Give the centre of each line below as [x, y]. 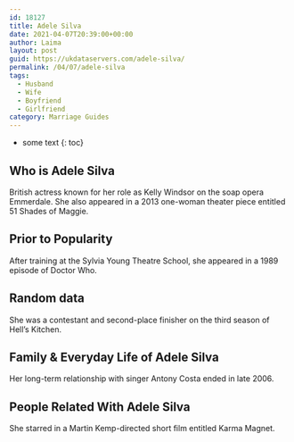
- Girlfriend [41, 109]
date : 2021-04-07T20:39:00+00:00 [71, 34]
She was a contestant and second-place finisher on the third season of [139, 320]
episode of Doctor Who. [53, 270]
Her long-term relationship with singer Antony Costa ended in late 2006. [142, 379]
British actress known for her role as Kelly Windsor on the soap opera [137, 192]
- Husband [35, 84]
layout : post [33, 51]
